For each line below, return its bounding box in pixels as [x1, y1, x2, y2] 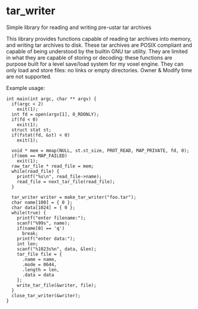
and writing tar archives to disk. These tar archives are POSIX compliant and [6, 41, 193, 49]
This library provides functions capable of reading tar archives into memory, [6, 35, 192, 42]
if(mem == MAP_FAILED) [11, 153, 68, 159]
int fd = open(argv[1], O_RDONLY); [11, 111, 100, 117]
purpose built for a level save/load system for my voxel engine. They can [6, 60, 184, 67]
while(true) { [11, 210, 46, 215]
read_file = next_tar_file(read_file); [17, 179, 116, 185]
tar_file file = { [17, 251, 62, 257]
